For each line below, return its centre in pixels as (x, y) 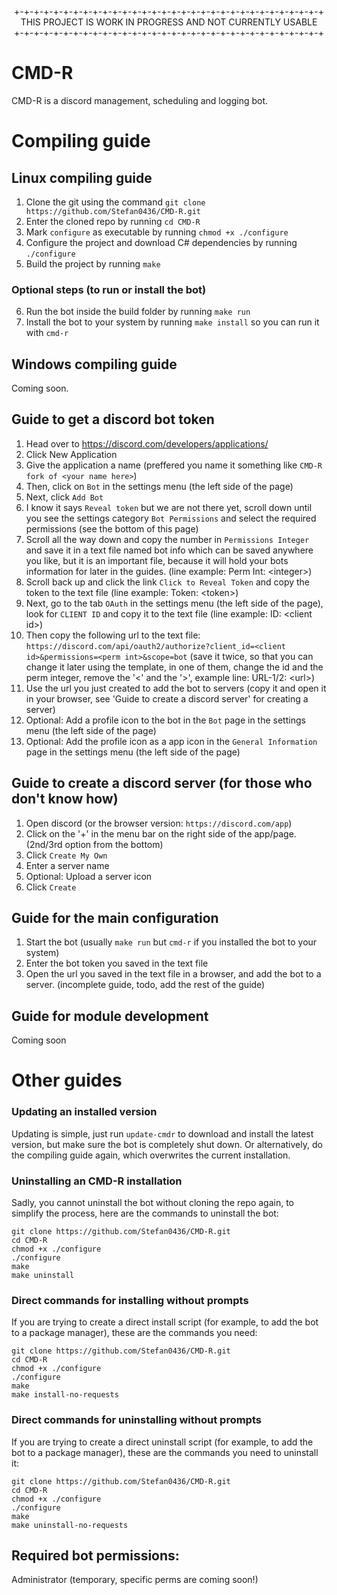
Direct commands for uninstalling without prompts (136, 1420)
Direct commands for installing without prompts (130, 1300)
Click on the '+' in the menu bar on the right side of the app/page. (161, 833)
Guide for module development (110, 1016)
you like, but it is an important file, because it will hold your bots (157, 560)
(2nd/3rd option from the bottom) (94, 844)
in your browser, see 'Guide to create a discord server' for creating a (167, 698)
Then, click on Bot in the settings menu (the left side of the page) (159, 486)
